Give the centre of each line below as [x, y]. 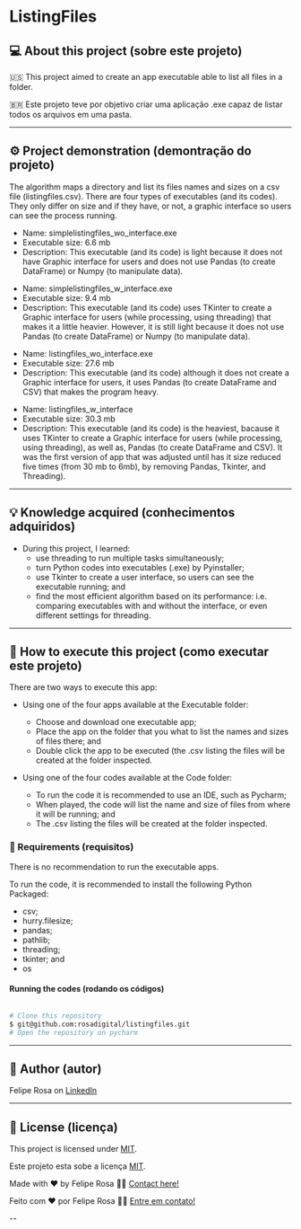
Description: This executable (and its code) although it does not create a [155, 372]
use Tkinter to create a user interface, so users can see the [145, 577]
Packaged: [29, 893]
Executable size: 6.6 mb [66, 242]
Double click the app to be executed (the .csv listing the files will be [160, 751]
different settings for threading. [93, 615]
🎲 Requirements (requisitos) [72, 847]
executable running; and [80, 587]
